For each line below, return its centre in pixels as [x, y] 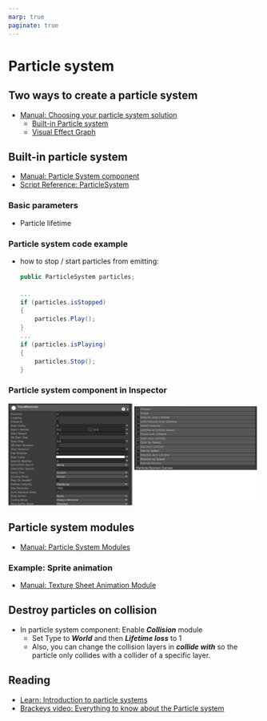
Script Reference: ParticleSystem [74, 185]
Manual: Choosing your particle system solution [98, 115]
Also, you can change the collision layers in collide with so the [135, 646]
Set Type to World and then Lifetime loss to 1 [107, 638]
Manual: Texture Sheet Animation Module [88, 586]
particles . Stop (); [65, 361]
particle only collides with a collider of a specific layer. [121, 655]
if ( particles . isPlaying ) [63, 344]
